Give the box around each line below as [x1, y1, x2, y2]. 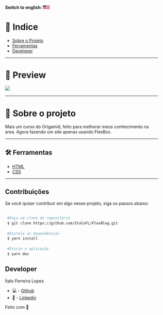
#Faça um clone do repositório [7, 215, 70, 221]
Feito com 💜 [5, 304, 29, 310]
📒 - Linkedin [12, 295, 36, 300]
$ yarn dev [7, 252, 29, 257]
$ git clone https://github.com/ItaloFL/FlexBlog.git [7, 221, 118, 225]
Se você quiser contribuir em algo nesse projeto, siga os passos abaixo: [5, 201, 149, 206]
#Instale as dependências [7, 231, 60, 236]
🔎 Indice [5, 21, 38, 32]
